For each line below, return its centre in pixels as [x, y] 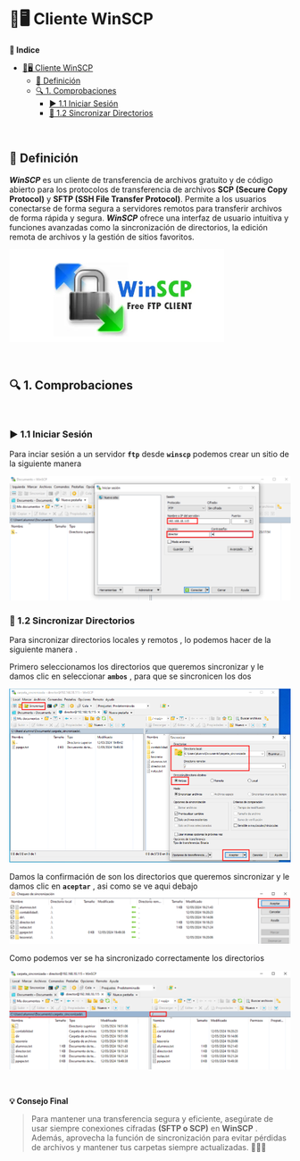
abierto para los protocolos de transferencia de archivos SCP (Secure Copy [149, 189]
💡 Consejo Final [39, 1100]
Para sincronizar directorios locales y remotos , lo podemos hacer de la [140, 640]
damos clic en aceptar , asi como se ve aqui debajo [104, 886]
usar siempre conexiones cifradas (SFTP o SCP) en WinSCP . [144, 1128]
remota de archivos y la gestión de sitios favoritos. [102, 237]
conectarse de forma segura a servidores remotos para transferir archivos [146, 208]
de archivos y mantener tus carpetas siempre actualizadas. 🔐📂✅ [149, 1147]
